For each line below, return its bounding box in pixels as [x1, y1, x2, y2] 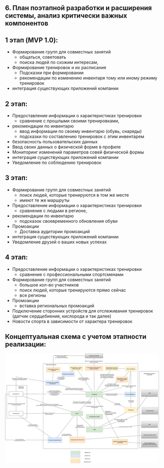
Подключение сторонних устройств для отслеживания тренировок [12, 308, 153, 313]
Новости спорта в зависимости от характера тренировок [12, 318, 133, 324]
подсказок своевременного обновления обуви [19, 218, 118, 224]
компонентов [5, 19, 49, 27]
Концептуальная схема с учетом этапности [5, 333, 146, 341]
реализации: [5, 340, 46, 349]
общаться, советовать [19, 54, 66, 60]
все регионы [19, 292, 46, 298]
